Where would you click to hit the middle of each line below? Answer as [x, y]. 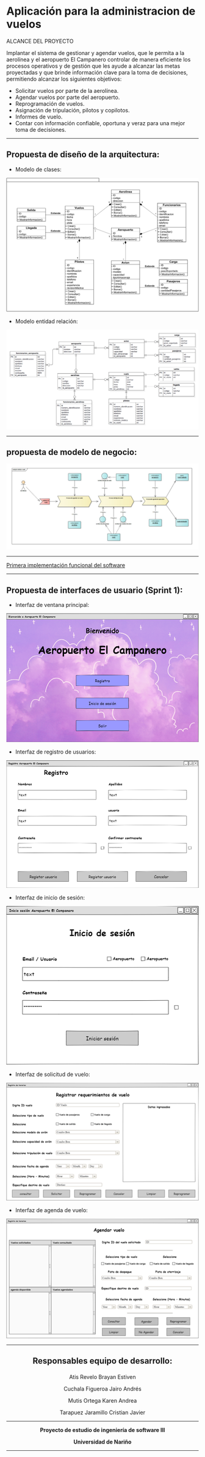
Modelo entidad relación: [46, 321]
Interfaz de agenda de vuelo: [52, 1210]
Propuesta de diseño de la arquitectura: [83, 155]
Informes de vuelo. [39, 117]
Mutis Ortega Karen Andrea [103, 1401]
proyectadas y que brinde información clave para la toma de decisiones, [97, 72]
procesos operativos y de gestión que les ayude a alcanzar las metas [93, 66]
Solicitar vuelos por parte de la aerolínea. [67, 90]
